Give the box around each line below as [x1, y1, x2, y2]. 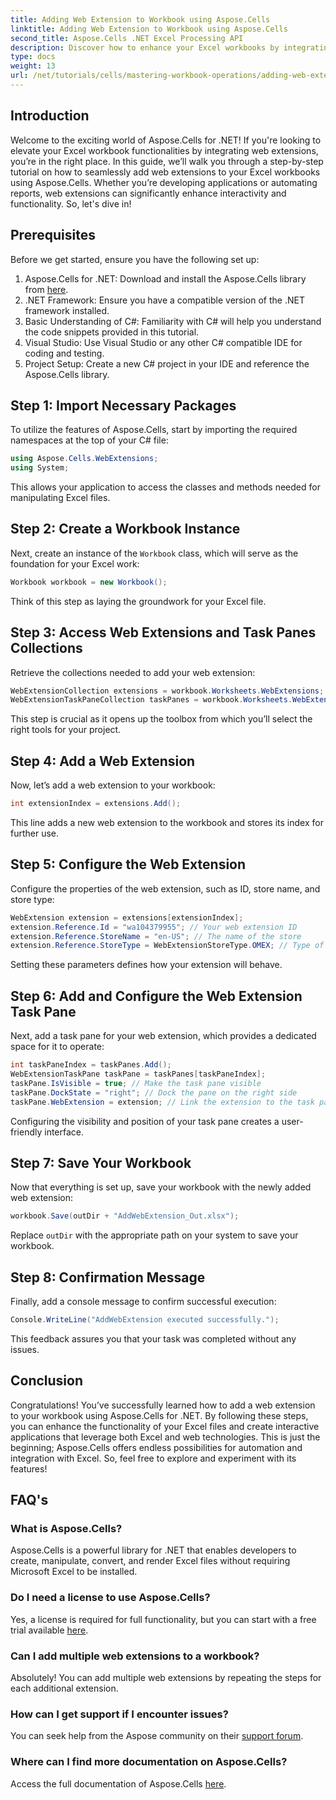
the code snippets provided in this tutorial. [24, 326, 200, 338]
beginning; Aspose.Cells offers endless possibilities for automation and [10, 1441, 303, 1453]
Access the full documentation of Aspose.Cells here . [10, 1777, 227, 1790]
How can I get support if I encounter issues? [10, 1707, 229, 1721]
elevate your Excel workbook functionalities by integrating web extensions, [10, 144, 319, 156]
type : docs [10, 52, 56, 62]
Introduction [10, 107, 90, 125]
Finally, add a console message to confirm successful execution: [10, 1296, 277, 1307]
